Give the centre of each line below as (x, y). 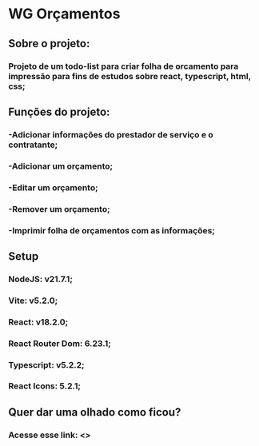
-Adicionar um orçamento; (61, 166)
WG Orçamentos (64, 14)
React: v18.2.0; (38, 322)
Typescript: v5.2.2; (47, 364)
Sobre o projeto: (49, 44)
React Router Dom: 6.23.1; (60, 343)
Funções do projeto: (59, 111)
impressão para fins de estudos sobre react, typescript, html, (130, 76)
